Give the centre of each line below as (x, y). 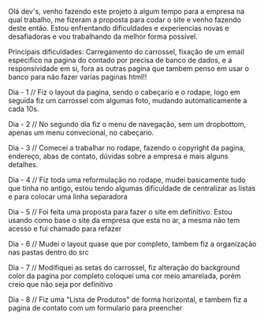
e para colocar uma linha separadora (68, 197)
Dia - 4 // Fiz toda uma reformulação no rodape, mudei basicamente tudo (127, 180)
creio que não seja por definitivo (61, 284)
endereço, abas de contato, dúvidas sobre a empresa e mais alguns (118, 156)
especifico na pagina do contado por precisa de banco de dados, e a (120, 60)
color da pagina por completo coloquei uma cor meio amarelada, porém (125, 276)
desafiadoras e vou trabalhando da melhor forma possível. (103, 36)
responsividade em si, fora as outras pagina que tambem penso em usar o (129, 69)
